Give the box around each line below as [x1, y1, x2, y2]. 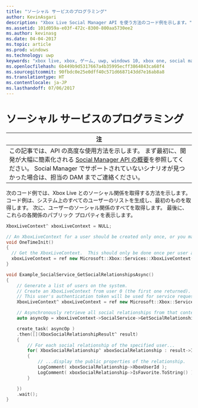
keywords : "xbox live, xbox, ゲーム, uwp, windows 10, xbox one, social [6, 58, 186, 64]
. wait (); [16, 391, 38, 397]
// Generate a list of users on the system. [16, 283, 128, 288]
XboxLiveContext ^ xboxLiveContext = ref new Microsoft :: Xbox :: [16, 299, 176, 305]
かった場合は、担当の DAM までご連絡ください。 [9, 173, 144, 181]
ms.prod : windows [6, 47, 49, 53]
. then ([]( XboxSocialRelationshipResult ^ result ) [16, 331, 138, 337]
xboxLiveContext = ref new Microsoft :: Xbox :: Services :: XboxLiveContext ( [11, 256, 194, 262]
